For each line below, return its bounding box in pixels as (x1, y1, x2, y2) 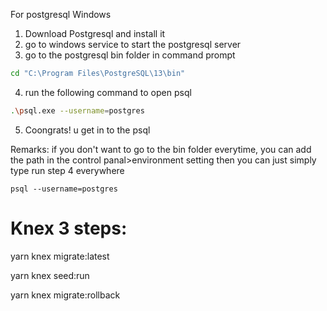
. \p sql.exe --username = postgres (10, 105, 145, 116)
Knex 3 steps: (10, 217, 128, 239)
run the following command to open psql (24, 86, 192, 98)
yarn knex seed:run (10, 269, 90, 281)
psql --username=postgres (10, 184, 118, 194)
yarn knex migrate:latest (10, 250, 110, 262)
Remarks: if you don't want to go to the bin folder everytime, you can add (10, 143, 312, 155)
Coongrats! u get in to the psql (24, 124, 151, 136)
